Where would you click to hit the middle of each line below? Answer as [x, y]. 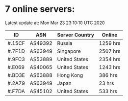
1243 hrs [110, 67]
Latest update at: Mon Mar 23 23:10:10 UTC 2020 [55, 23]
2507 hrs [110, 51]
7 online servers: [40, 9]
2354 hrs [110, 59]
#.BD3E [16, 75]
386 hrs [108, 75]
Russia [65, 43]
